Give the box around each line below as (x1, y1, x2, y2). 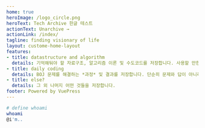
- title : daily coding (6, 65, 64, 72)
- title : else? (6, 77, 45, 83)
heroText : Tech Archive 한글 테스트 (6, 20, 93, 26)
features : (6, 49, 32, 55)
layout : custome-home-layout (6, 43, 81, 49)
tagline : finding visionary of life (6, 37, 99, 43)
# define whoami (6, 105, 48, 111)
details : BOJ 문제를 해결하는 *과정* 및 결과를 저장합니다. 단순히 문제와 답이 (12, 71, 186, 77)
